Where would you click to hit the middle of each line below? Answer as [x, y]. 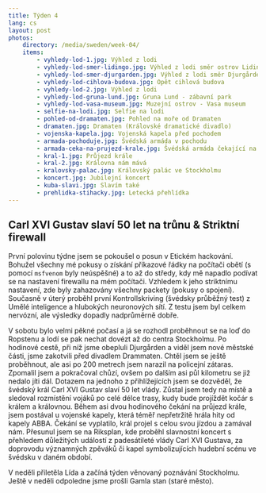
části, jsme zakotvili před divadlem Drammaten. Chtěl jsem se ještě [117, 356]
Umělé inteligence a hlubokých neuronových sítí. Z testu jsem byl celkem [127, 307]
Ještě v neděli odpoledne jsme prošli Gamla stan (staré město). [111, 481]
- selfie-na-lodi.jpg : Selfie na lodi [101, 112]
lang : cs [23, 23]
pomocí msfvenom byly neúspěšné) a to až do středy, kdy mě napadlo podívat [133, 273]
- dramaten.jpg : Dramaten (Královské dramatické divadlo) [134, 126]
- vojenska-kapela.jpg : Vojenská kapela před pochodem [129, 133]
